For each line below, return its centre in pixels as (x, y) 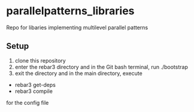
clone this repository (40, 60)
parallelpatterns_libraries (70, 11)
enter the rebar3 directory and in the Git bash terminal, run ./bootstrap (101, 67)
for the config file (28, 102)
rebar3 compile (34, 91)
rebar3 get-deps (35, 85)
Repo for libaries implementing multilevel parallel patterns (77, 27)
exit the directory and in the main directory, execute (78, 73)
